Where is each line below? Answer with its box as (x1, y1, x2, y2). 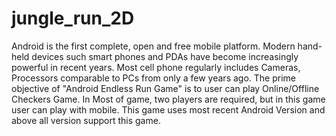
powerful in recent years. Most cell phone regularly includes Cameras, (11, 61, 301, 73)
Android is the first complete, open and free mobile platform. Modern (11, 40, 296, 52)
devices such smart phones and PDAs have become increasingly (31, 50, 299, 62)
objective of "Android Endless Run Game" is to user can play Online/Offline (11, 82, 320, 94)
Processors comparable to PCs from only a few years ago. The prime (11, 72, 296, 84)
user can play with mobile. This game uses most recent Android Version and (11, 103, 326, 116)
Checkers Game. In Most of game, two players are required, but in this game (11, 93, 326, 105)
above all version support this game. (11, 114, 161, 126)
